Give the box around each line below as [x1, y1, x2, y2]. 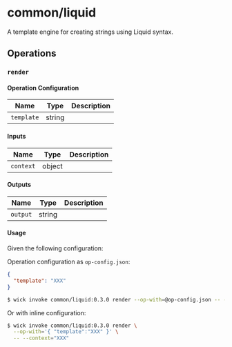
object [42, 161, 64, 170]
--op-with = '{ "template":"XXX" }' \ [13, 328, 119, 335]
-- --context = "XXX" [13, 335, 70, 342]
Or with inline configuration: [7, 308, 86, 317]
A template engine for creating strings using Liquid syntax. [7, 28, 174, 36]
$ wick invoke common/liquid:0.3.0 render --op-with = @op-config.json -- [7, 296, 221, 303]
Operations [7, 48, 57, 59]
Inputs [7, 132, 26, 141]
